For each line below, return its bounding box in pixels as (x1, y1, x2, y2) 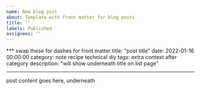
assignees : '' (6, 31, 42, 37)
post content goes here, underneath (6, 77, 96, 84)
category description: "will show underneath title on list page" (6, 60, 159, 67)
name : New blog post (6, 8, 58, 15)
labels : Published (6, 25, 52, 32)
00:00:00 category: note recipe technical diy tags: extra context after (6, 54, 177, 61)
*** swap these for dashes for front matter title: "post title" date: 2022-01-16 (6, 47, 194, 54)
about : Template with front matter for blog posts (6, 14, 135, 20)
